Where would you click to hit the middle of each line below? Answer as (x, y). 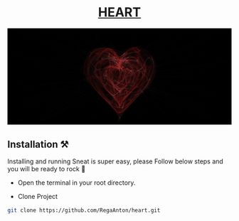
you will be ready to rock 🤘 (47, 169)
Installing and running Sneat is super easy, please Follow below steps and (116, 161)
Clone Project (38, 197)
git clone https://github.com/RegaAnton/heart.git (84, 210)
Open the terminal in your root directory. (76, 183)
